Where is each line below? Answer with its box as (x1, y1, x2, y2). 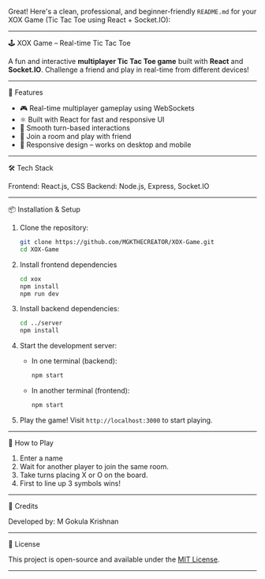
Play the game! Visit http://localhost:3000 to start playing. (19, 415, 213, 425)
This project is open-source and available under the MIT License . (8, 555, 220, 564)
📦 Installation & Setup (8, 205, 81, 214)
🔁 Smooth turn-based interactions (19, 123, 130, 133)
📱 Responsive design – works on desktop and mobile (19, 140, 192, 149)
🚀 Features (8, 88, 43, 97)
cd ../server (19, 319, 63, 327)
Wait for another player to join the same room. (19, 461, 170, 471)
